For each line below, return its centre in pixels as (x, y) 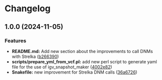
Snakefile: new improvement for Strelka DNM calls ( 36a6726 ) (74, 72)
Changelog (28, 9)
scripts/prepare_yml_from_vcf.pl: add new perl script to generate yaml (84, 61)
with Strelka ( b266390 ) (35, 56)
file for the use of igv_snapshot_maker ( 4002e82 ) (62, 67)
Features (16, 41)
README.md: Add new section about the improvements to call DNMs (82, 51)
